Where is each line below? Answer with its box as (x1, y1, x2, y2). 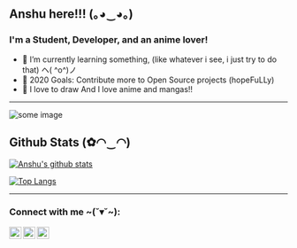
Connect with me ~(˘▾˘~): (9, 205, 121, 218)
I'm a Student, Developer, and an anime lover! (9, 34, 209, 46)
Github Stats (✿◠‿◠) (9, 135, 131, 151)
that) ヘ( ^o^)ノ (21, 64, 77, 75)
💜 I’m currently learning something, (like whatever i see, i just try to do (21, 54, 277, 65)
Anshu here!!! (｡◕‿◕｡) (9, 6, 134, 22)
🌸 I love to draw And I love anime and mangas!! (21, 83, 193, 94)
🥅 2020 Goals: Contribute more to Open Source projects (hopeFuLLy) (21, 74, 275, 85)
